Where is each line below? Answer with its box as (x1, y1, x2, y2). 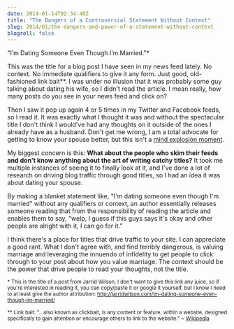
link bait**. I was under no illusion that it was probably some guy (37, 78, 222, 86)
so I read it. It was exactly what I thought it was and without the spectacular (7, 113, 225, 122)
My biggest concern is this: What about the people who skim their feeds (7, 149, 219, 157)
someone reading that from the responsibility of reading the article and (7, 207, 211, 215)
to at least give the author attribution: (7, 291, 96, 298)
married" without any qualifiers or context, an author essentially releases (7, 200, 217, 208)
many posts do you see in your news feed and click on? (7, 92, 168, 101)
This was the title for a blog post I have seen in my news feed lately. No (7, 62, 212, 71)
